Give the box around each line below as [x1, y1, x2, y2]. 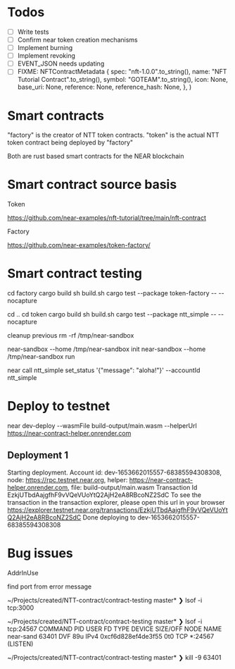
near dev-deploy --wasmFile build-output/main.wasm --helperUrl [7, 422, 197, 430]
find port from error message [7, 582, 92, 591]
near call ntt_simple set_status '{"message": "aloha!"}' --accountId [7, 366, 201, 374]
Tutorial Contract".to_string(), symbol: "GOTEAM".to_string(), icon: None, [17, 75, 229, 84]
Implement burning [17, 44, 73, 52]
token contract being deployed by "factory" [7, 138, 134, 147]
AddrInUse [7, 568, 39, 577]
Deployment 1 [7, 449, 69, 462]
